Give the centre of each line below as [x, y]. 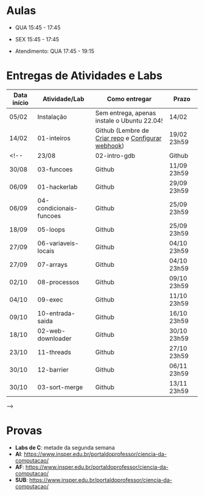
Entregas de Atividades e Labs [84, 76]
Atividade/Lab [63, 99]
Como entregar [129, 99]
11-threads [54, 352]
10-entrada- [56, 313]
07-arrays [53, 264]
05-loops [51, 229]
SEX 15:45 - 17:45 [37, 39]
